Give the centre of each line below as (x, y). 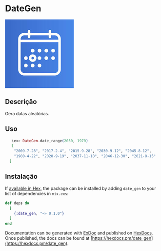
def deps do (17, 203)
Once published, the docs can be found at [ (49, 238)
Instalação (21, 177)
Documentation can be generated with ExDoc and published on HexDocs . (79, 233)
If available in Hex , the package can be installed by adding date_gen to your (80, 188)
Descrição (21, 102)
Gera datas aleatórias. (27, 113)
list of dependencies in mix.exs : (37, 193)
